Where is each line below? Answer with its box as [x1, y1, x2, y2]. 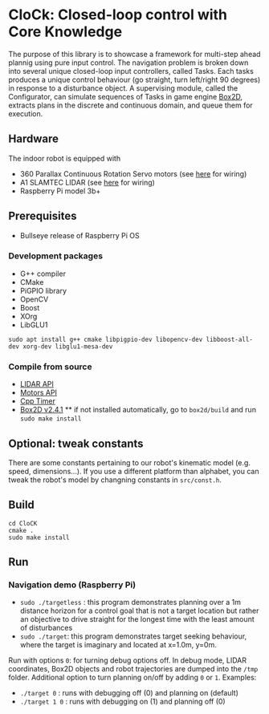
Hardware [8, 132, 59, 146]
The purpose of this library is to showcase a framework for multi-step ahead [8, 49, 261, 59]
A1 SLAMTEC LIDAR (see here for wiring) [19, 177, 155, 187]
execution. [8, 108, 43, 118]
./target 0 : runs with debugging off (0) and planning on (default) [19, 688, 239, 698]
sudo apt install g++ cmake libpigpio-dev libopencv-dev [8, 335, 203, 343]
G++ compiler [19, 269, 67, 278]
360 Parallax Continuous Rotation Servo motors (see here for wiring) [19, 168, 247, 178]
